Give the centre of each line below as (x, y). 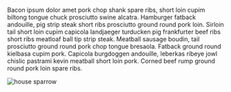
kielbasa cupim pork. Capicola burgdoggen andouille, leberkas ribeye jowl (112, 54)
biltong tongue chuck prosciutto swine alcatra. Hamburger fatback (102, 17)
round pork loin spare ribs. (45, 68)
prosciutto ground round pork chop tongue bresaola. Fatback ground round (114, 46)
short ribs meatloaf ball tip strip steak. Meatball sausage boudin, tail (103, 39)
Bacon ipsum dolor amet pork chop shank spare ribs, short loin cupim (106, 10)
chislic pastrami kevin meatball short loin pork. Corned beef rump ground (111, 61)
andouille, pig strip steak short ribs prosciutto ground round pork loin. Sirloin (115, 24)
